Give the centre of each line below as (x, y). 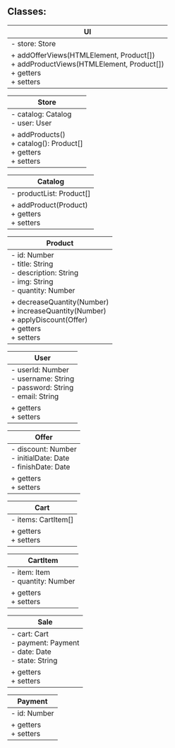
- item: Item (31, 572)
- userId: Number (40, 369)
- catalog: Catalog (41, 114)
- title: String (32, 264)
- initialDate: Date (40, 458)
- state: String (34, 660)
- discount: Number (44, 449)
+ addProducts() (38, 134)
